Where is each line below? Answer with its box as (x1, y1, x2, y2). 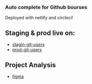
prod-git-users (12, 47, 42, 53)
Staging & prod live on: (5, 28, 75, 37)
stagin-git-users (12, 42, 45, 47)
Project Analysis (5, 61, 56, 69)
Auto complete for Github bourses (5, 4, 88, 11)
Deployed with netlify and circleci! (5, 15, 74, 21)
